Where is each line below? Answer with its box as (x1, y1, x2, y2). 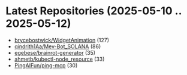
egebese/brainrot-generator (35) (14, 49, 96, 56)
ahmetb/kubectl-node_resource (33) (14, 55, 105, 62)
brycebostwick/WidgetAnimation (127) (14, 36, 109, 43)
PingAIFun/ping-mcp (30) (14, 61, 78, 69)
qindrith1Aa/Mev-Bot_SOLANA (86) (14, 43, 101, 50)
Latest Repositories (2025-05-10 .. (5, 4, 182, 18)
